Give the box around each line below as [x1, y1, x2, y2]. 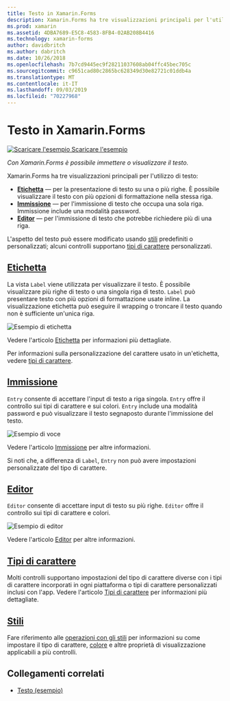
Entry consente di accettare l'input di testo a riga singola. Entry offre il [7, 394, 205, 403]
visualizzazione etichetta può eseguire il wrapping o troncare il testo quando [7, 302, 222, 310]
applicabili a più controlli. [7, 648, 77, 656]
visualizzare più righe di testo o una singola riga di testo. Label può [7, 287, 196, 296]
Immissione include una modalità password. [16, 206, 141, 215]
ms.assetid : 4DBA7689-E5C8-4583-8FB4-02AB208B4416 [7, 29, 155, 36]
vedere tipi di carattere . [7, 356, 73, 364]
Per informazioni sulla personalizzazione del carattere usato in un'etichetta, [7, 349, 220, 357]
